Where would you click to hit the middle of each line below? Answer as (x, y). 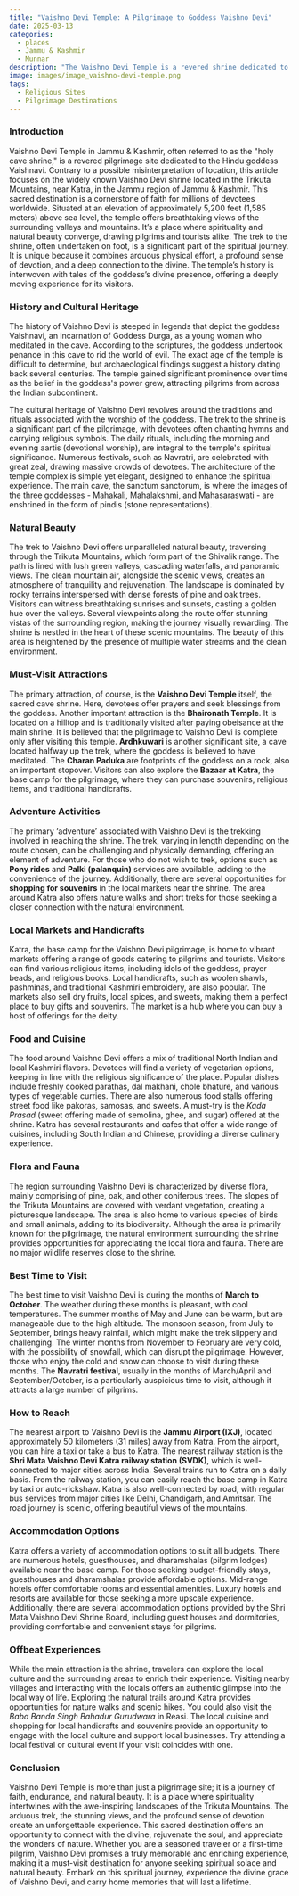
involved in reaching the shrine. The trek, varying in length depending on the (149, 840)
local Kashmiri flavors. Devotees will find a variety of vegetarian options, (141, 1068)
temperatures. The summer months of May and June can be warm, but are (146, 1314)
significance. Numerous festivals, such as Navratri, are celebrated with (139, 457)
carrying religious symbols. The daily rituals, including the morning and (139, 438)
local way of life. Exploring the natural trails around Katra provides (130, 1697)
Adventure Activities (55, 812)
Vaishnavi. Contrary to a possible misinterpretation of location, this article (144, 169)
